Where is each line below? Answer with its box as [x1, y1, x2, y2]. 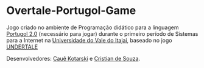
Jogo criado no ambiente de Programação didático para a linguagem [6, 24, 179, 31]
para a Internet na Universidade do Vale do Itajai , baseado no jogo [6, 36, 172, 44]
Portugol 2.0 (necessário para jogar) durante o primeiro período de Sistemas [6, 30, 199, 37]
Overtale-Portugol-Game [6, 4, 136, 18]
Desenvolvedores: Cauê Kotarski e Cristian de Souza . [6, 55, 141, 62]
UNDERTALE [6, 43, 38, 50]
